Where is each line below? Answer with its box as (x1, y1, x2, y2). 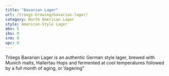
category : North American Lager (5, 17, 74, 22)
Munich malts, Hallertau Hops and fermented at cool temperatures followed (5, 59, 164, 66)
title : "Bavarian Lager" (5, 7, 58, 13)
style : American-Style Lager (5, 21, 68, 27)
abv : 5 (5, 26, 19, 31)
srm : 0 (5, 36, 19, 41)
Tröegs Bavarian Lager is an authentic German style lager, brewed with (5, 54, 155, 60)
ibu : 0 (5, 31, 19, 36)
